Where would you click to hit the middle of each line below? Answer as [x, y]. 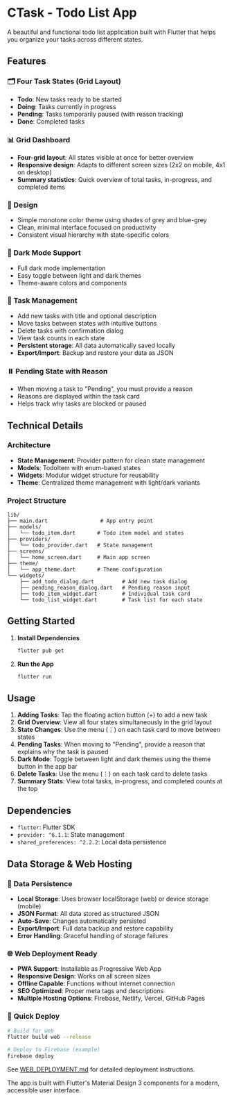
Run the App [35, 664]
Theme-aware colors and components [72, 283]
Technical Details [45, 425]
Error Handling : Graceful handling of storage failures [92, 935]
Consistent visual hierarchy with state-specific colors [93, 235]
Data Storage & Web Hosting [70, 864]
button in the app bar [47, 767]
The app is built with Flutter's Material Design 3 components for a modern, [113, 1083]
